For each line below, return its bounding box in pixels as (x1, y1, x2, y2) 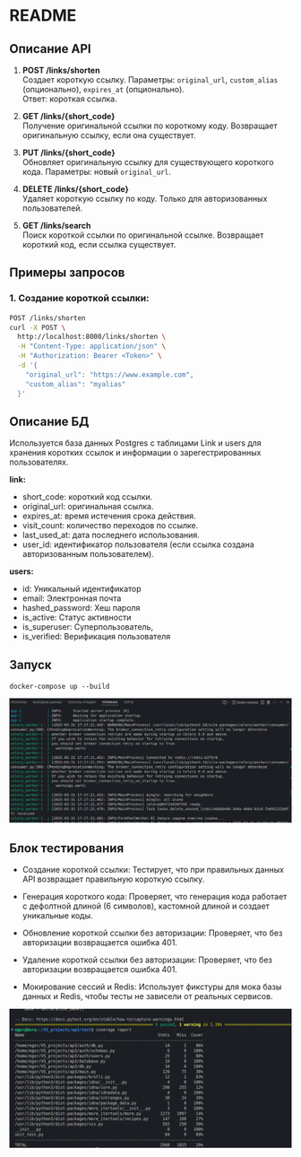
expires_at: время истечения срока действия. (21, 510, 196, 521)
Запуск (9, 657, 52, 673)
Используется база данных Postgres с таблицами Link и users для (9, 438, 262, 448)
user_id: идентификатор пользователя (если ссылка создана (21, 539, 255, 550)
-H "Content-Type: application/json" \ (17, 342, 167, 351)
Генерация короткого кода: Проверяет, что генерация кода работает (21, 891, 288, 901)
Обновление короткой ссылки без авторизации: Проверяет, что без (21, 927, 283, 938)
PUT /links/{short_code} (21, 147, 116, 158)
